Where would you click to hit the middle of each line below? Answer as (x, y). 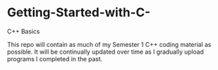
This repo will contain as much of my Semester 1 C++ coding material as (109, 44)
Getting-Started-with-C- (79, 13)
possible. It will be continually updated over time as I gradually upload (106, 52)
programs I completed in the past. (55, 58)
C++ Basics (23, 31)
